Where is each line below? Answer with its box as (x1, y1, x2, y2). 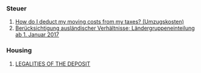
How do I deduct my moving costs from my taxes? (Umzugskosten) (15, 18, 185, 26)
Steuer (6, 4, 27, 13)
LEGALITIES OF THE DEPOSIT (15, 60, 91, 68)
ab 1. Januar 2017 (15, 31, 60, 38)
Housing (6, 46, 32, 55)
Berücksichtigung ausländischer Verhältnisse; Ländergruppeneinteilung (15, 24, 195, 32)
